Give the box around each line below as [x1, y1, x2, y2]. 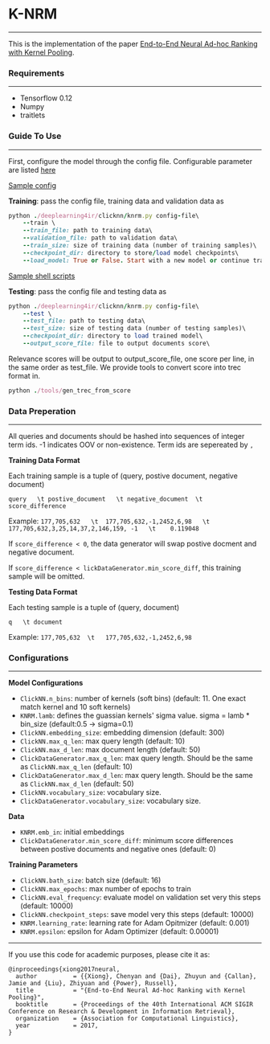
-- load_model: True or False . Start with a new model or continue [22, 256, 250, 264]
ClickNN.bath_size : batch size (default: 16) [19, 875, 162, 885]
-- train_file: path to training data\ [22, 227, 153, 235]
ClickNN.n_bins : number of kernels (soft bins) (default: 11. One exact [19, 694, 247, 703]
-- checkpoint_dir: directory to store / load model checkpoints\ [22, 248, 239, 257]
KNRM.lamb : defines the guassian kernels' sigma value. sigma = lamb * [19, 710, 251, 720]
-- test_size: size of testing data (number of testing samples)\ [22, 325, 247, 333]
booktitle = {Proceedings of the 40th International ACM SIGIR [15, 1001, 253, 1009]
